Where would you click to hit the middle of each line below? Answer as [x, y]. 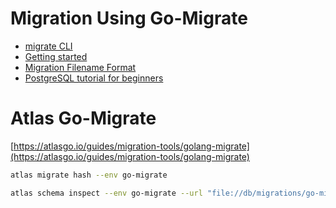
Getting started [56, 56]
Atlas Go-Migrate [83, 118]
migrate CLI [48, 46]
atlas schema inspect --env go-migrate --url [106, 193]
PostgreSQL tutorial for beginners [94, 78]
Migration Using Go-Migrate [129, 18]
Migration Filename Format [80, 67]
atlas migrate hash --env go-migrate [89, 175]
